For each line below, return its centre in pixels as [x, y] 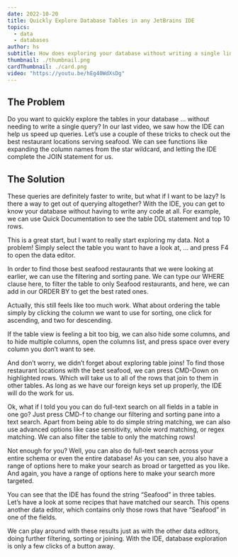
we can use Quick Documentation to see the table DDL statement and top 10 [119, 219]
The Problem [36, 102]
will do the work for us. [41, 393]
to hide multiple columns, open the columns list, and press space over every [119, 342]
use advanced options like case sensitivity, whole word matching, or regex [116, 429]
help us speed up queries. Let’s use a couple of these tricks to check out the [119, 134]
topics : [19, 27]
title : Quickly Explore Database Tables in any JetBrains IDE [101, 21]
